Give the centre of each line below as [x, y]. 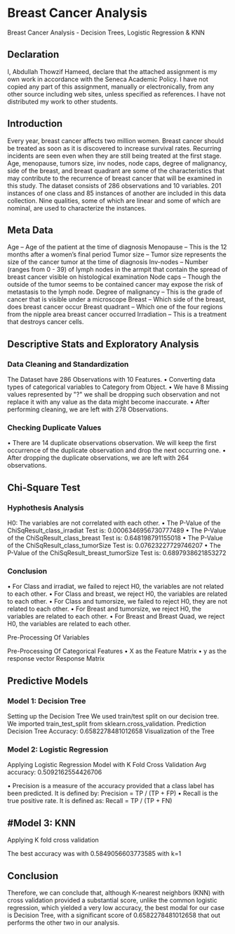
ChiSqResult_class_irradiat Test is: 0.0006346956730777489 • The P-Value [117, 530]
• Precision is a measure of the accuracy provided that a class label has [111, 786]
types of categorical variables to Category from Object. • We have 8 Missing [118, 387]
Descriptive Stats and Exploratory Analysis [103, 344]
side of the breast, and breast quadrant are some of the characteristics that [116, 170]
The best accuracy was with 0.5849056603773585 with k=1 [94, 854]
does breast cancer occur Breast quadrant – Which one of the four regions [115, 307]
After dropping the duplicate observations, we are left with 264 [98, 458]
